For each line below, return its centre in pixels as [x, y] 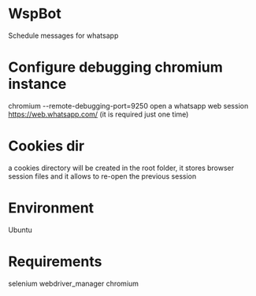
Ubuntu [20, 230]
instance [37, 84]
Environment [51, 208]
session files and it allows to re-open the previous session [102, 176]
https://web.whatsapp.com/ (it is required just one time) [98, 114]
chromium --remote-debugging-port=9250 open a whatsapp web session [128, 105]
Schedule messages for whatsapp [63, 35]
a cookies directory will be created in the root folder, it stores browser [121, 168]
